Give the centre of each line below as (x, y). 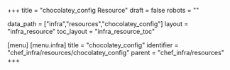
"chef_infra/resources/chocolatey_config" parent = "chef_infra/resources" (116, 53)
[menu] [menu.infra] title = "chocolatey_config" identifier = (93, 45)
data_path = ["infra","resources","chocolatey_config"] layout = (98, 24)
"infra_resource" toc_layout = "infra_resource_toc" (81, 31)
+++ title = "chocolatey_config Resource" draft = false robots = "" (103, 10)
